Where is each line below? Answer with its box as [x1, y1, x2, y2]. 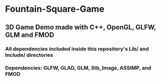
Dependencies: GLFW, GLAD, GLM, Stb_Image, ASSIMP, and [5, 65, 152, 72]
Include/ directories [5, 52, 53, 58]
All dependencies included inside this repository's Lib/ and [5, 45, 149, 52]
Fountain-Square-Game [5, 3, 105, 15]
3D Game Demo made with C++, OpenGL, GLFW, [5, 23, 156, 31]
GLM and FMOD [5, 30, 54, 39]
